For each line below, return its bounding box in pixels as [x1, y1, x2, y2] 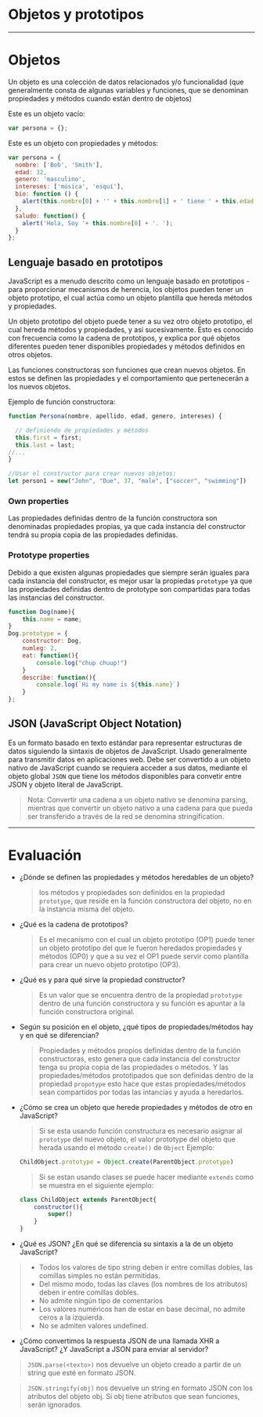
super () [48, 1211, 73, 1218]
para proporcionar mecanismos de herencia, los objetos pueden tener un [8, 285, 244, 294]
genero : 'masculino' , [15, 175, 86, 184]
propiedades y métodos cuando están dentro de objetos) [8, 93, 193, 103]
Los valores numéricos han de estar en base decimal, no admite [38, 1305, 246, 1314]
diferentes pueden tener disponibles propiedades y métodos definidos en [8, 341, 245, 351]
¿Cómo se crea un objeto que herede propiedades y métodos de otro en [19, 1102, 253, 1112]
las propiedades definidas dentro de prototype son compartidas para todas [8, 584, 250, 593]
